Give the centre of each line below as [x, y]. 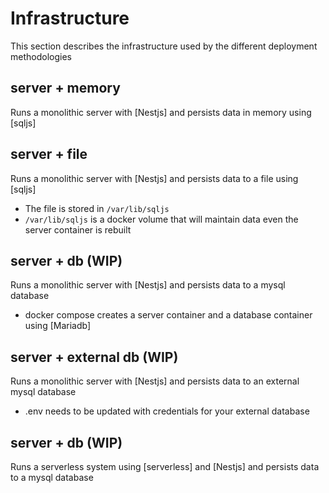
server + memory [65, 88]
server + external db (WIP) [94, 357]
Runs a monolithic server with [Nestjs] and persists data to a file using [154, 178]
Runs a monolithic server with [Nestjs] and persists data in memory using [161, 112]
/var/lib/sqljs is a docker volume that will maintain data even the [161, 219]
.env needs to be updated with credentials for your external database [167, 411]
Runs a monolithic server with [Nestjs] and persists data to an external [155, 381]
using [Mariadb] [58, 326]
